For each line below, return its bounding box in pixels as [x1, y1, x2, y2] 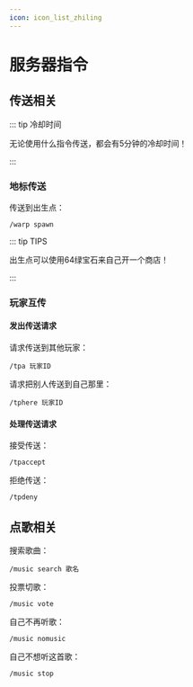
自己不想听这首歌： [9, 651, 81, 662]
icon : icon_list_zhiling [9, 13, 102, 22]
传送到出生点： [9, 201, 65, 212]
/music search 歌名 [9, 565, 80, 574]
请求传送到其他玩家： [9, 343, 88, 353]
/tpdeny [9, 493, 39, 502]
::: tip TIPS [9, 236, 48, 246]
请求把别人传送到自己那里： [9, 379, 112, 389]
